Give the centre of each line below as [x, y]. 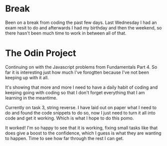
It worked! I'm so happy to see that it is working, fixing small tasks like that [82, 128]
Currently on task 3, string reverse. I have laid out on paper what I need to [81, 107]
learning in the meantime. [31, 98]
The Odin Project [41, 53]
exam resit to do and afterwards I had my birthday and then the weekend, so [83, 27]
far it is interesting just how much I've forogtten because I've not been [77, 72]
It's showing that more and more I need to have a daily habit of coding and [82, 87]
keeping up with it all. [27, 77]
